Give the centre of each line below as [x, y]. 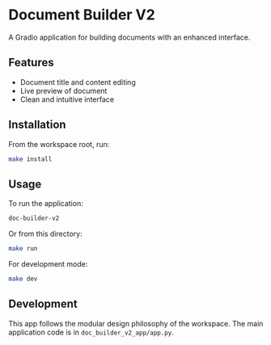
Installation [37, 125]
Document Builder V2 [82, 15]
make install [30, 159]
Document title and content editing [78, 82]
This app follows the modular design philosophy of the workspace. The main [136, 323]
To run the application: [46, 204]
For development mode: [48, 264]
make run [23, 249]
